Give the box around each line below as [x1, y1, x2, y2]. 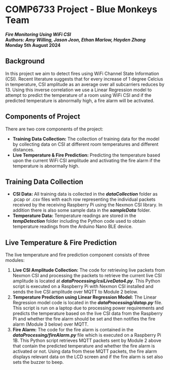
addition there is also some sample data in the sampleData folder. [12, 207, 151, 214]
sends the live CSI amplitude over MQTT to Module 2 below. [12, 289, 139, 295]
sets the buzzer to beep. [12, 359, 64, 365]
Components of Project [5, 112, 80, 121]
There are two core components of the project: [5, 126, 104, 132]
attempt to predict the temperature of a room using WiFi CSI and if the [5, 92, 152, 98]
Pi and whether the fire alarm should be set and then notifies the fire [12, 316, 156, 322]
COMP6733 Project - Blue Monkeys [5, 4, 157, 15]
